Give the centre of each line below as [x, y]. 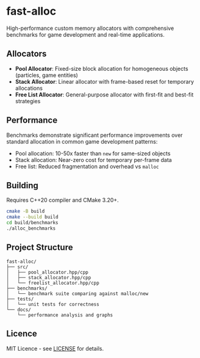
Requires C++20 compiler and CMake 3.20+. [62, 200]
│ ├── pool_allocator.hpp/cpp [47, 272]
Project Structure [40, 248]
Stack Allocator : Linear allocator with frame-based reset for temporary [104, 81]
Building [22, 185]
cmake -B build [26, 211]
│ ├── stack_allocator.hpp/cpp [49, 277]
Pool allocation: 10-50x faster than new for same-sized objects [93, 153]
